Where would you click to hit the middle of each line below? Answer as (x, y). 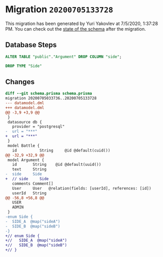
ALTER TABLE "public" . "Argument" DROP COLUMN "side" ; (64, 57)
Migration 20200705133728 (59, 9)
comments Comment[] (33, 184)
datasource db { (25, 122)
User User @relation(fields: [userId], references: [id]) (82, 188)
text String (29, 169)
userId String (29, 193)
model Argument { (26, 160)
